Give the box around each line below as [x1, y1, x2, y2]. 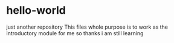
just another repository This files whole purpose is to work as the [6, 23, 168, 30]
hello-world [6, 4, 66, 17]
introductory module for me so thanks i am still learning [6, 29, 144, 36]
